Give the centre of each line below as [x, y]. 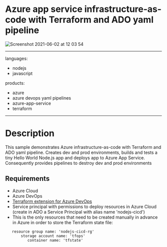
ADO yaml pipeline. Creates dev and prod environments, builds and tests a [81, 152]
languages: [17, 58]
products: [15, 83]
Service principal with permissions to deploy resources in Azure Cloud [84, 206]
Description [30, 133]
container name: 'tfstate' [55, 240]
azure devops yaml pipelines [42, 98]
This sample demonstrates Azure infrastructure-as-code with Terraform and [83, 147]
